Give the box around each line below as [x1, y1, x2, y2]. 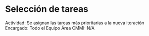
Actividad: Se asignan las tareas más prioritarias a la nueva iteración [5, 20, 145, 26]
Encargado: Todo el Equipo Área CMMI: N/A [5, 25, 95, 31]
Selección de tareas [5, 3, 89, 15]
